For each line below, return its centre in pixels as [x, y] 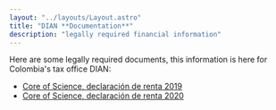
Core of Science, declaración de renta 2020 [103, 96]
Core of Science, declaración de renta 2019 [102, 87]
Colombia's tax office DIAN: [60, 69]
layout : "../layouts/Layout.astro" [75, 17]
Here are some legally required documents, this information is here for [138, 60]
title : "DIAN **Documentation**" [71, 26]
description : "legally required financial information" [115, 34]
